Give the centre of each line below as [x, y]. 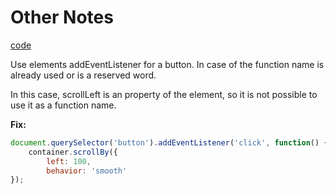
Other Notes [62, 17]
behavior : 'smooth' [87, 171]
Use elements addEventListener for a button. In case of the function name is [167, 64]
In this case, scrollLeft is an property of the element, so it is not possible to [164, 94]
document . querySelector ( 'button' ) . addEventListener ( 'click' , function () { [169, 142]
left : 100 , [69, 161]
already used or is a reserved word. [83, 75]
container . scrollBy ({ [73, 152]
